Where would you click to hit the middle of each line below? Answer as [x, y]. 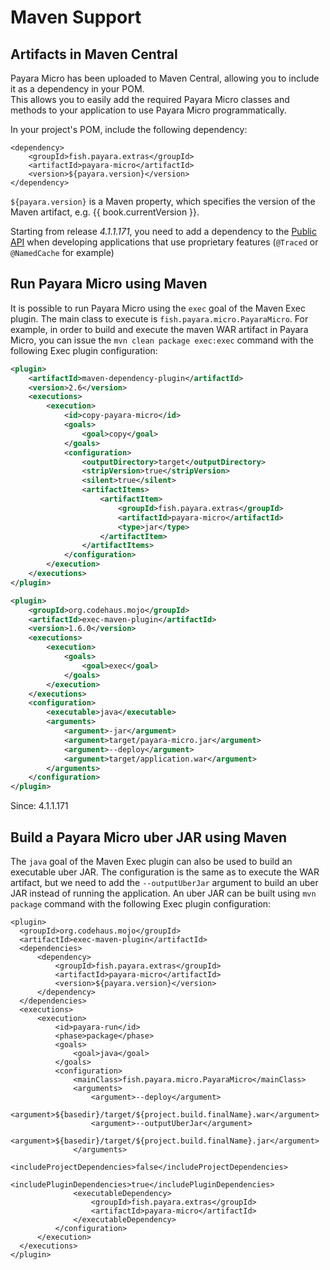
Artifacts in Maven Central [94, 54]
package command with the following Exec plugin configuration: [141, 904]
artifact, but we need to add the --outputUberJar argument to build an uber [164, 882]
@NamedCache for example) [62, 252]
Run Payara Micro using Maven [109, 284]
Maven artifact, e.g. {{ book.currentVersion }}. [105, 212]
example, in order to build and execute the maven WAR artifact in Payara [159, 329]
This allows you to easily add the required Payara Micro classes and [150, 99]
